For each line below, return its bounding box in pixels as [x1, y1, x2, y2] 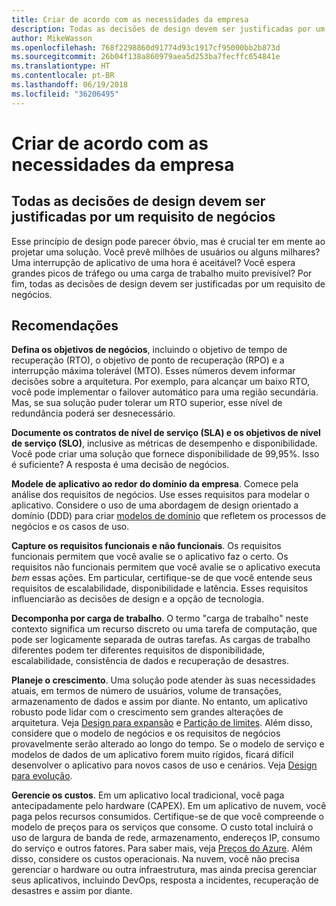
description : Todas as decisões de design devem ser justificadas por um [11, 24, 326, 34]
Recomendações [11, 317, 119, 335]
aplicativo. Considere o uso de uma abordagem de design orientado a [11, 499, 299, 511]
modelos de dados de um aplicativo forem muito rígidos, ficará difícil [11, 749, 294, 761]
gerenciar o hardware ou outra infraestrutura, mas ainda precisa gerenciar [11, 864, 318, 876]
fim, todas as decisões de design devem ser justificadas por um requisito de [11, 277, 326, 290]
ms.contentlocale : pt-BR [11, 71, 115, 81]
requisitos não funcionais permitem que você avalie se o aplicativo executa [11, 561, 321, 573]
